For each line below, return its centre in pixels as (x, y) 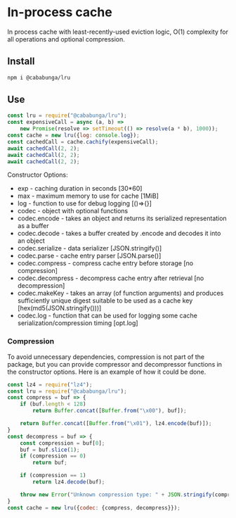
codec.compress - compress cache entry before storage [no (105, 263)
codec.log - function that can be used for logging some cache (107, 316)
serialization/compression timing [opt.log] (78, 323)
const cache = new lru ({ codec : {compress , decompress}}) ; (94, 507)
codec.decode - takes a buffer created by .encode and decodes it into (119, 234)
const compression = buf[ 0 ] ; (63, 443)
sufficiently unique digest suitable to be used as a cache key (105, 301)
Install (21, 62)
